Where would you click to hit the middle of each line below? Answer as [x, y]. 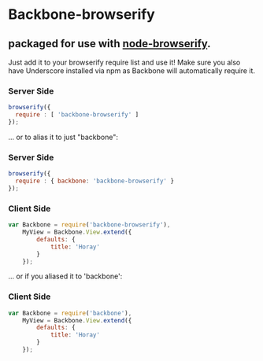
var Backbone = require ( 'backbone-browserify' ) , [89, 225]
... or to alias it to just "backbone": [63, 137]
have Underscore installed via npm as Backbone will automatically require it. [132, 71]
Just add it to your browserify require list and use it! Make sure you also [124, 62]
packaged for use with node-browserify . [109, 44]
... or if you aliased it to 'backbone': [65, 276]
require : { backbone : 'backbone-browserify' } [95, 181]
